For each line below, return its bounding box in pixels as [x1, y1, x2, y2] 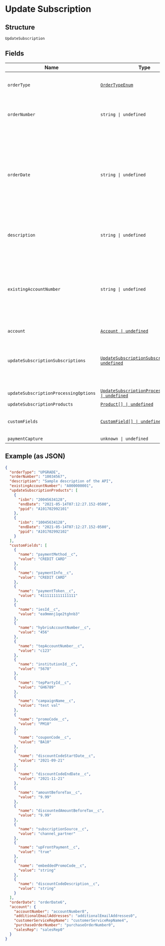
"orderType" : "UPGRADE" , [9, 470, 60, 474]
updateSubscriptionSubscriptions [7, 358, 86, 363]
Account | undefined [100, 328, 148, 334]
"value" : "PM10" [18, 721, 52, 726]
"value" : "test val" [18, 703, 60, 708]
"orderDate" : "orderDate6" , [9, 900, 67, 905]
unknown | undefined [100, 436, 148, 441]
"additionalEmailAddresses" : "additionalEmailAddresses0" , [14, 914, 137, 918]
